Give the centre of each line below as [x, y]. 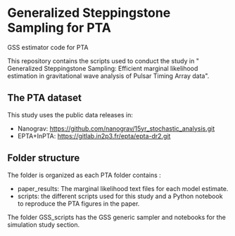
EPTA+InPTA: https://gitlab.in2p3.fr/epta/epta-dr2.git [94, 136]
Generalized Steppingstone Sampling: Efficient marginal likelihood [103, 68]
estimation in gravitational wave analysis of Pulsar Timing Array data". [108, 76]
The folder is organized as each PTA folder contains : [84, 175]
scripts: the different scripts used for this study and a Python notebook [120, 196]
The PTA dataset [45, 98]
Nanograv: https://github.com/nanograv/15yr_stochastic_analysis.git [116, 129]
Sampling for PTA [59, 28]
